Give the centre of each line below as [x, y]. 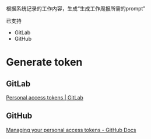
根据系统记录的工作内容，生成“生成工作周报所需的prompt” [76, 8]
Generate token [44, 62]
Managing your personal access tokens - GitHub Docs [71, 130]
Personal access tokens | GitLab [45, 97]
